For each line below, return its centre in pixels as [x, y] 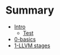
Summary [30, 10]
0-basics [25, 39]
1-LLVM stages [32, 46]
